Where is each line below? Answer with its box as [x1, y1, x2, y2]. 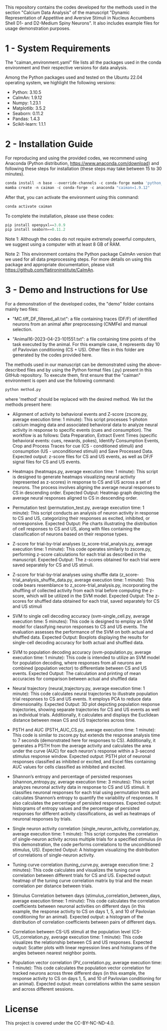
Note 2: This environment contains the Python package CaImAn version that [5, 251, 161, 257]
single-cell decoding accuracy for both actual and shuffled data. [12, 640, 144, 646]
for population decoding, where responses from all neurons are [12, 660, 142, 666]
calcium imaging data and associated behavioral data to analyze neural [12, 422, 158, 428]
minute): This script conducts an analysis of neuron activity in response [12, 510, 159, 516]
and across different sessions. [12, 986, 75, 992]
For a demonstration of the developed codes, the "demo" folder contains [5, 301, 154, 307]
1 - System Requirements [5, 43, 111, 54]
